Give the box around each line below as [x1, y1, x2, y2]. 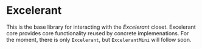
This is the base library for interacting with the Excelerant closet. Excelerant [6, 23, 196, 30]
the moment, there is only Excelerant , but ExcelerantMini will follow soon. [6, 36, 192, 43]
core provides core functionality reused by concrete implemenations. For [6, 29, 189, 36]
